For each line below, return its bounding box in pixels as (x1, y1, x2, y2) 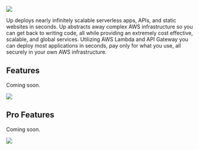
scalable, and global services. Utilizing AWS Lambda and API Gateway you (6, 36, 188, 43)
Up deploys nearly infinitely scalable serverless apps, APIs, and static (6, 17, 176, 24)
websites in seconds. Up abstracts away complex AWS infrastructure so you (6, 23, 193, 30)
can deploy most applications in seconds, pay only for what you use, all (6, 42, 181, 49)
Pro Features (6, 110, 55, 120)
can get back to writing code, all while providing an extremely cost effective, (6, 30, 193, 36)
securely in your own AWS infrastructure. (6, 48, 107, 55)
